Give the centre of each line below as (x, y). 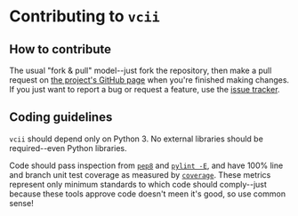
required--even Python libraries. (68, 148)
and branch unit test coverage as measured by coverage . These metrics (140, 174)
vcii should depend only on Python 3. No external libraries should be (137, 139)
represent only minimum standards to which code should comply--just (138, 184)
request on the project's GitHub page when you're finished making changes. (149, 80)
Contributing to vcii (85, 16)
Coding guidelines (61, 117)
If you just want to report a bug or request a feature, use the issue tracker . (145, 89)
